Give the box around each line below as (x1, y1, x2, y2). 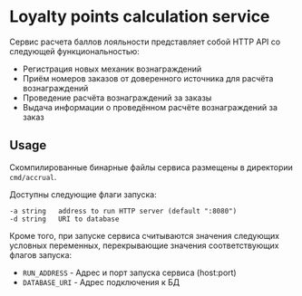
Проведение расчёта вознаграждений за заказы (22, 92, 212, 103)
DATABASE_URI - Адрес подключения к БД (22, 276, 180, 287)
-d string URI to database (9, 215, 120, 224)
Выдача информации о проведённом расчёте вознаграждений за (22, 101, 278, 112)
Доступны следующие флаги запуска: (9, 188, 157, 200)
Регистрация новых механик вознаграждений (22, 63, 202, 74)
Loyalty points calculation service (9, 6, 270, 27)
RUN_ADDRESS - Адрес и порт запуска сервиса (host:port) (22, 267, 238, 278)
